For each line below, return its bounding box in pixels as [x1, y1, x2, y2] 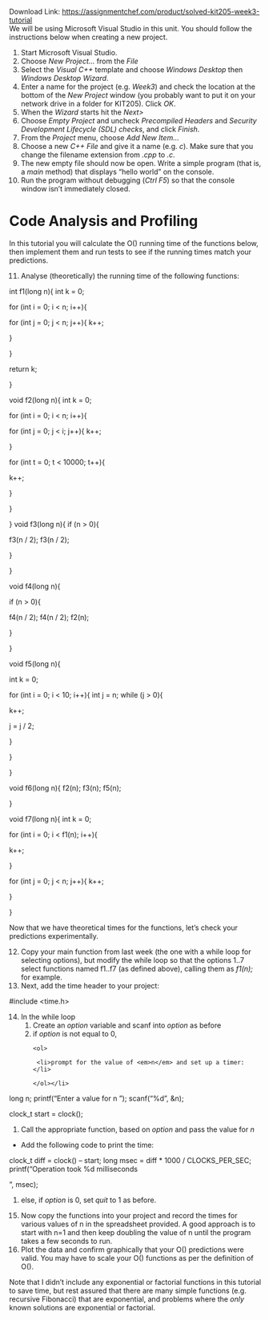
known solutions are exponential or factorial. [9, 1302, 155, 1312]
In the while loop [20, 1012, 76, 1021]
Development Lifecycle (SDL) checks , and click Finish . [20, 124, 200, 134]
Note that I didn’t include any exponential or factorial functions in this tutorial [9, 1277, 262, 1286]
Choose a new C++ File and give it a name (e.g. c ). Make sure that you [20, 142, 254, 151]
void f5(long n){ [9, 658, 61, 668]
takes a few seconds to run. [20, 1236, 113, 1246]
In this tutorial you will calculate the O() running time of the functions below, [9, 238, 259, 247]
